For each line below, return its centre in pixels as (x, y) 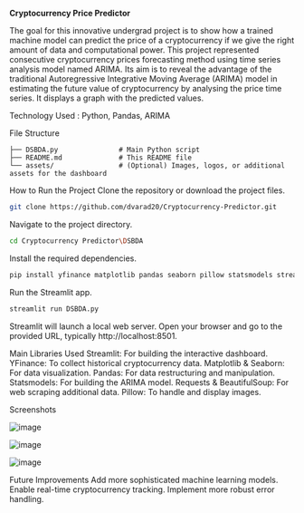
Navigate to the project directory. (71, 224)
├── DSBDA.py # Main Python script (105, 150)
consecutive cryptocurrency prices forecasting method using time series (145, 59)
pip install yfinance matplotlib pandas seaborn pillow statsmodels (141, 275)
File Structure (35, 133)
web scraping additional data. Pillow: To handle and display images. (135, 392)
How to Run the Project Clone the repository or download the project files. (147, 190)
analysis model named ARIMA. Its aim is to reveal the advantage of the (141, 69)
